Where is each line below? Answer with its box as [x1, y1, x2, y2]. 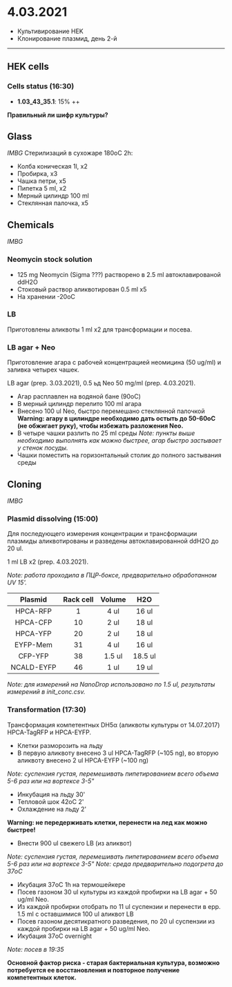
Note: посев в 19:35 [7, 945, 64, 953]
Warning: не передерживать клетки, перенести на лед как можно [7, 818, 208, 826]
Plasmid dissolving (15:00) [7, 514, 99, 524]
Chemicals [7, 219, 55, 231]
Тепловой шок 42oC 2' [17, 797, 84, 805]
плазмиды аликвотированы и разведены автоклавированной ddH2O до [7, 537, 219, 546]
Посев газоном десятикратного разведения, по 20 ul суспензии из [17, 917, 215, 926]
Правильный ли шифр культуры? [7, 111, 108, 119]
